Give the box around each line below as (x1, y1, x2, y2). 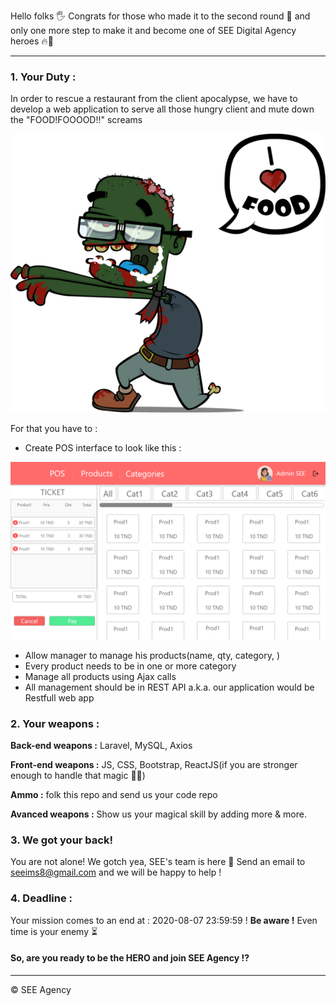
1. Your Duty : (10, 70, 77, 84)
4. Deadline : (10, 891, 73, 905)
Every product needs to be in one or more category (24, 660, 237, 672)
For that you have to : (10, 423, 98, 435)
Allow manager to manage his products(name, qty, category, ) (24, 649, 281, 661)
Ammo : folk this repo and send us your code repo (10, 789, 218, 800)
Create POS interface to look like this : (24, 442, 182, 454)
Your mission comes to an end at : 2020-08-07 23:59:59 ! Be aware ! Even (10, 914, 318, 926)
